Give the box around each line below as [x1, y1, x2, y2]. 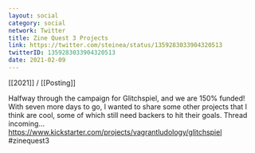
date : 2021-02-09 [8, 57, 66, 65]
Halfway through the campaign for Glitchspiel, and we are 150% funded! [8, 93, 245, 103]
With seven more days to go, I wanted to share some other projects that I [8, 101, 248, 112]
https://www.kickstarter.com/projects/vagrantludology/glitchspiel [8, 127, 222, 136]
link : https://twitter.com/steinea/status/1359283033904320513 [8, 41, 223, 49]
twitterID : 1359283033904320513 [8, 49, 116, 57]
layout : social [8, 11, 59, 20]
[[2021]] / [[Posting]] [8, 77, 76, 88]
